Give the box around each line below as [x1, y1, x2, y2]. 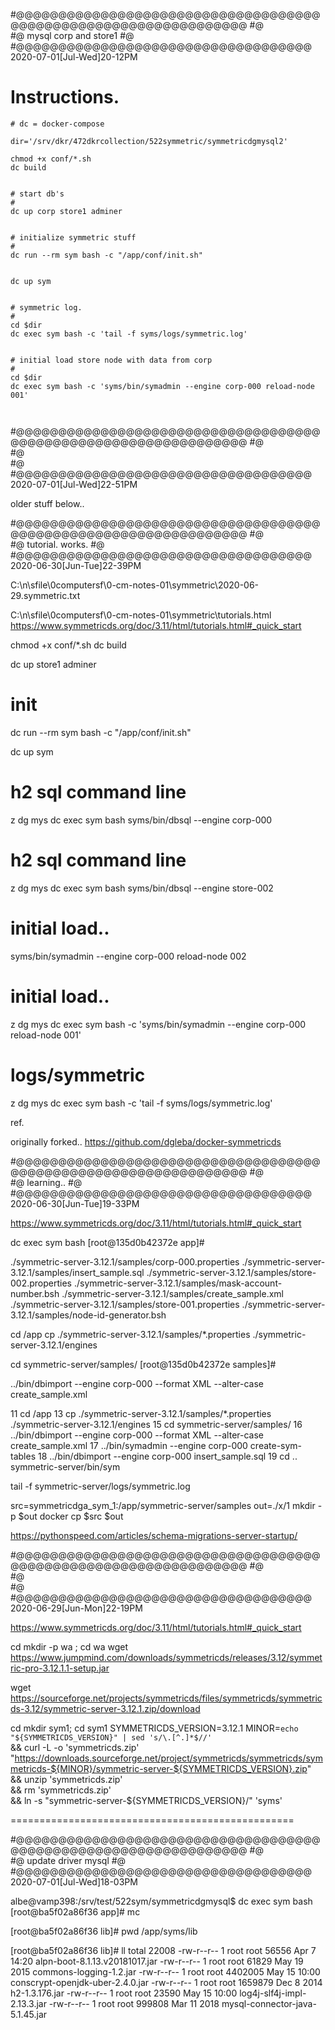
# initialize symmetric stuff [10, 232, 137, 243]
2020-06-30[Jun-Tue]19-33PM [10, 1197, 140, 1209]
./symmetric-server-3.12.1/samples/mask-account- [73, 1277, 283, 1289]
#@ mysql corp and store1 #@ [10, 30, 135, 41]
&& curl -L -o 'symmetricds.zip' [10, 1741, 140, 1753]
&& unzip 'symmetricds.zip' [10, 1773, 123, 1785]
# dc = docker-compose [10, 119, 105, 129]
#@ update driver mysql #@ [10, 1854, 127, 1866]
